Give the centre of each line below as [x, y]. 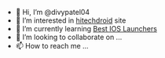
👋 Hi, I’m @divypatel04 [53, 12]
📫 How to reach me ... [52, 46]
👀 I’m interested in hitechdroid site [71, 20]
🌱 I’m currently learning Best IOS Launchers [86, 29]
